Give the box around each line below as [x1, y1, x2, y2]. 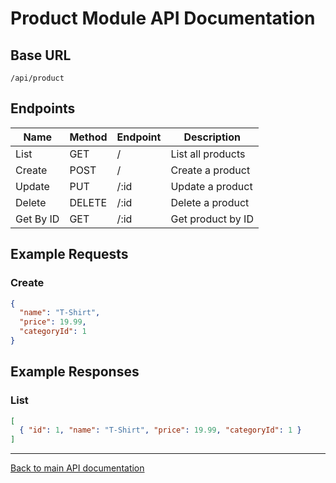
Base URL [10, 47, 72, 64]
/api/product [10, 73, 65, 83]
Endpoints [10, 100, 76, 117]
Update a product [170, 179, 253, 193]
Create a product [170, 163, 251, 177]
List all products [170, 147, 246, 161]
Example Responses [10, 363, 140, 381]
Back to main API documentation [10, 462, 145, 474]
